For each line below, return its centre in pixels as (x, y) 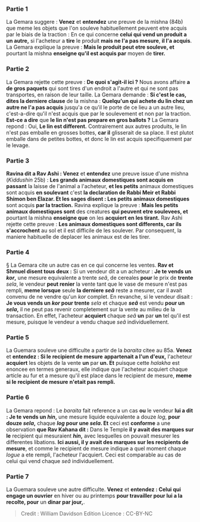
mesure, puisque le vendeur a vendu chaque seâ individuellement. (88, 322)
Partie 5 (18, 337)
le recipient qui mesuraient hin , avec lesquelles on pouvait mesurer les (93, 436)
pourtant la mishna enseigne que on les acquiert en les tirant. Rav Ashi (94, 218)
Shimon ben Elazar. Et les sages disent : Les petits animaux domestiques (98, 199)
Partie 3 (18, 161)
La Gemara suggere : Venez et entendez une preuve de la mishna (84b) (95, 22)
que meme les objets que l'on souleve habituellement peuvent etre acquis (97, 28)
